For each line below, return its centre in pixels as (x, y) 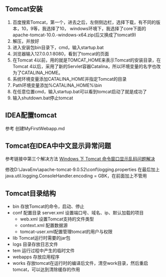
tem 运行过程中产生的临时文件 (44, 251)
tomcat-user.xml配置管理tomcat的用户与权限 (66, 232)
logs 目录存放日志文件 (35, 244)
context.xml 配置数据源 (44, 226)
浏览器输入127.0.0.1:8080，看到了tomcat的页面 (61, 53)
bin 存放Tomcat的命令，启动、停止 (48, 206)
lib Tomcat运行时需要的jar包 (41, 238)
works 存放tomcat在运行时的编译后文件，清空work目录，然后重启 (80, 263)
